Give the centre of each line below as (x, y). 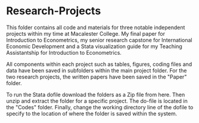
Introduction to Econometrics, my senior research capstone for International (99, 40)
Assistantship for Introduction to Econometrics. (64, 52)
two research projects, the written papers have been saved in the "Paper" (97, 77)
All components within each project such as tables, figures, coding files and (99, 64)
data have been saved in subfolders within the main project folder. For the (97, 70)
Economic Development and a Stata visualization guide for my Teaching (94, 46)
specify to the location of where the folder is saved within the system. (92, 113)
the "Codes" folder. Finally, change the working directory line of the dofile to (100, 107)
